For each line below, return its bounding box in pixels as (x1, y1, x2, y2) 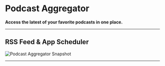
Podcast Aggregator (5, 3, 89, 14)
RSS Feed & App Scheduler (5, 38, 89, 46)
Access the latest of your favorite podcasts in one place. (5, 19, 123, 25)
